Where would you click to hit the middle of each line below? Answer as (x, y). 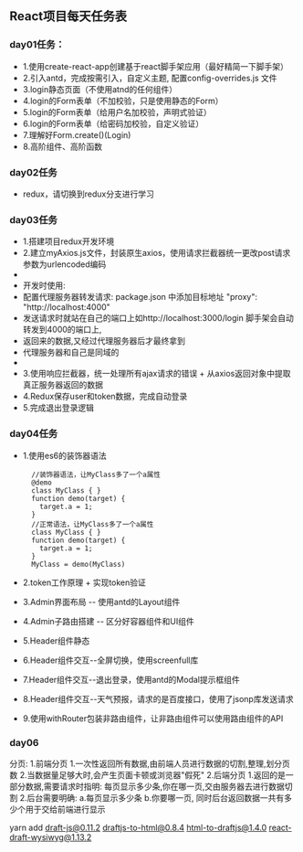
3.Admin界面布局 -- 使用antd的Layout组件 (101, 602)
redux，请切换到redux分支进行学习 (89, 194)
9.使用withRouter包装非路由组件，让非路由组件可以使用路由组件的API (153, 718)
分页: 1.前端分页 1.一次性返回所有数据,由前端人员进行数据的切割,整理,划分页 (150, 763)
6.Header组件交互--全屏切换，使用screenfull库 (110, 660)
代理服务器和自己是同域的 (71, 352)
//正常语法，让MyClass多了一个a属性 (93, 524)
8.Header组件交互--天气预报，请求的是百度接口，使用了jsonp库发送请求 (158, 698)
